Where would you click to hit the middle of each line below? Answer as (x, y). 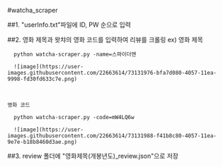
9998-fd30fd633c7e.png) (42, 79)
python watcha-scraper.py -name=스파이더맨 (75, 54)
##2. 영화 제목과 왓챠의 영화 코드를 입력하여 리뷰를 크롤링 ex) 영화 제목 (105, 39)
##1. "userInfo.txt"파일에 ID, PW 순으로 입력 (69, 25)
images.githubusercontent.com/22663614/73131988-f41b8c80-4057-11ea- (112, 136)
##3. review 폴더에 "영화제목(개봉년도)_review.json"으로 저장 (93, 156)
